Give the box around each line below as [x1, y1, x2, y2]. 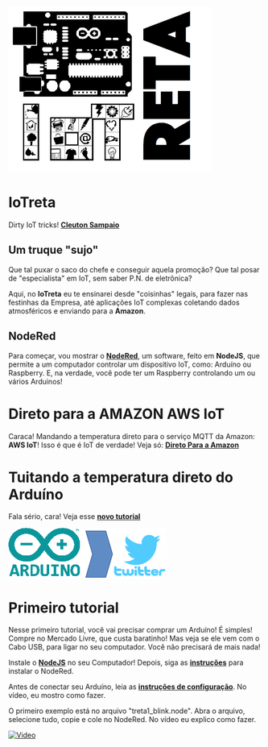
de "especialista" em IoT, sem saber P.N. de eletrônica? [8, 273, 192, 283]
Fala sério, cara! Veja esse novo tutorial [8, 512, 141, 521]
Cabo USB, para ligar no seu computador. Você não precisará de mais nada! [8, 642, 261, 652]
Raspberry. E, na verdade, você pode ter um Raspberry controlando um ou [8, 367, 256, 377]
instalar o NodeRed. [8, 666, 74, 676]
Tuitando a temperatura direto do [8, 468, 233, 486]
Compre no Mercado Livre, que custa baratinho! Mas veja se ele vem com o [8, 633, 260, 643]
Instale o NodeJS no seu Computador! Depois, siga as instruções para [8, 658, 244, 667]
